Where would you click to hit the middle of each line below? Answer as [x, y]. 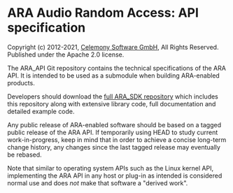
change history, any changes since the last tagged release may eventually [114, 147]
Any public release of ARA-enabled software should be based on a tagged [114, 124]
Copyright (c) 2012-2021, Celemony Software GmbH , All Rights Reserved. [113, 47]
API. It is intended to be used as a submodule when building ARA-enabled [114, 76]
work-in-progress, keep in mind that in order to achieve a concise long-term [117, 140]
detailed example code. [41, 111]
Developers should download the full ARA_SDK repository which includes [113, 96]
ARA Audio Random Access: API [103, 13]
